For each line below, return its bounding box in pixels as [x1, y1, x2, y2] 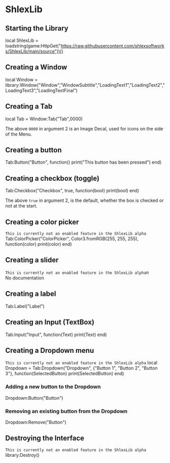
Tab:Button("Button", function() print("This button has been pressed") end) [5, 159, 162, 165]
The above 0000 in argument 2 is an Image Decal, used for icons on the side [5, 125, 163, 132]
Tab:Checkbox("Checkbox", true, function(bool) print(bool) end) [5, 188, 140, 194]
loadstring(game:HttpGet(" [5, 43, 61, 49]
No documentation [5, 274, 44, 281]
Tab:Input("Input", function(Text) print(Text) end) [5, 331, 107, 338]
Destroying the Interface [5, 434, 85, 443]
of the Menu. [5, 131, 32, 137]
